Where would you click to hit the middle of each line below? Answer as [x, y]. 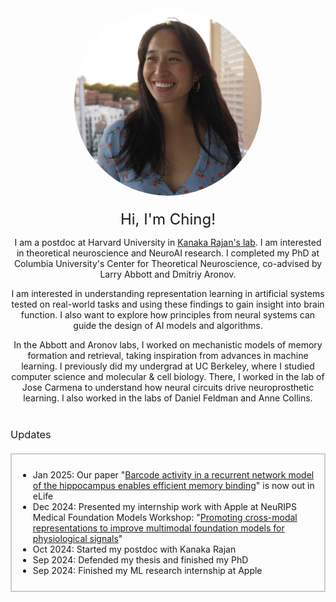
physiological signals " [77, 538]
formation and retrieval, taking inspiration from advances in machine [168, 355]
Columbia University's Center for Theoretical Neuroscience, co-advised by [168, 263]
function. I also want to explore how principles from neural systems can [168, 315]
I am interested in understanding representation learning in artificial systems [168, 293]
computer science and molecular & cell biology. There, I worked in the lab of [168, 376]
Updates [31, 434]
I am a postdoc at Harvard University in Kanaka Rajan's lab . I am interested [168, 242]
